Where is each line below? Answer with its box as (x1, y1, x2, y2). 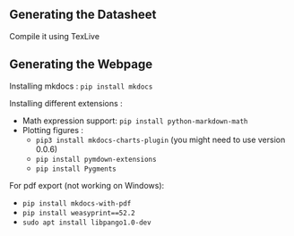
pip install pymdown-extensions (35, 155, 157, 164)
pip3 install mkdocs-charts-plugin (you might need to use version (35, 134, 286, 145)
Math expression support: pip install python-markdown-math (22, 115, 248, 126)
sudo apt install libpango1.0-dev (22, 218, 151, 227)
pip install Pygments (35, 164, 117, 173)
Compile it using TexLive (9, 30, 100, 41)
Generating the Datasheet (9, 7, 157, 22)
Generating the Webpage (9, 57, 153, 72)
